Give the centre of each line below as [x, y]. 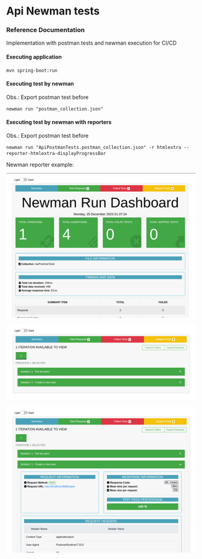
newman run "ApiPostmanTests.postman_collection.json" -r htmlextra [94, 148]
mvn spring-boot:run [32, 71]
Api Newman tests [53, 11]
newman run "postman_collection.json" [55, 109]
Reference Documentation [46, 30]
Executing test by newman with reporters [59, 122]
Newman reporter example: [40, 165]
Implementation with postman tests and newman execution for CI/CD [92, 43]
